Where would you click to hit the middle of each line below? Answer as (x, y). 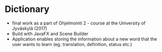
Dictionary (27, 9)
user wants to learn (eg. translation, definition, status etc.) (72, 44)
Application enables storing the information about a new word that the (84, 39)
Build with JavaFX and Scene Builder (50, 33)
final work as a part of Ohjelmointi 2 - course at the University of (79, 23)
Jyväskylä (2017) (29, 28)
